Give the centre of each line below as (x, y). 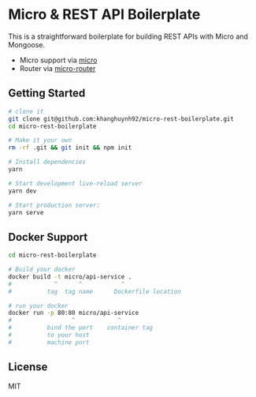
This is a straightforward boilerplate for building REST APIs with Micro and (128, 36)
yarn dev (22, 191)
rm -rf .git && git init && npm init (70, 148)
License (28, 367)
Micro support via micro (58, 60)
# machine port (49, 342)
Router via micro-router (58, 68)
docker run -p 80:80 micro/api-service (74, 313)
